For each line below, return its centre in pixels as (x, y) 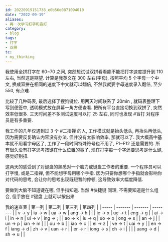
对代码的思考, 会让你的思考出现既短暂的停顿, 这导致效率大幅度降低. (74, 179)
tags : (11, 38)
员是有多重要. (19, 120)
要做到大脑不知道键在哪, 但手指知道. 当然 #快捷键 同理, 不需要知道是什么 (80, 190)
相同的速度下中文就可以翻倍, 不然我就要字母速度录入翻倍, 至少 (98, 84)
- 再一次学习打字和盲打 (26, 24)
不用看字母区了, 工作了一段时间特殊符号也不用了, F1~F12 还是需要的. (84, 144)
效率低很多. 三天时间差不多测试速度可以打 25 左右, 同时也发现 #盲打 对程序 (82, 114)
